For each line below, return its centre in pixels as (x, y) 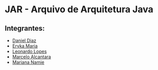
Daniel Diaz (24, 40)
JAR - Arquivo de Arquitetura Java (79, 9)
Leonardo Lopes (29, 51)
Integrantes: (25, 28)
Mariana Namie (28, 62)
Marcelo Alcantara (32, 57)
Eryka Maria (25, 46)
